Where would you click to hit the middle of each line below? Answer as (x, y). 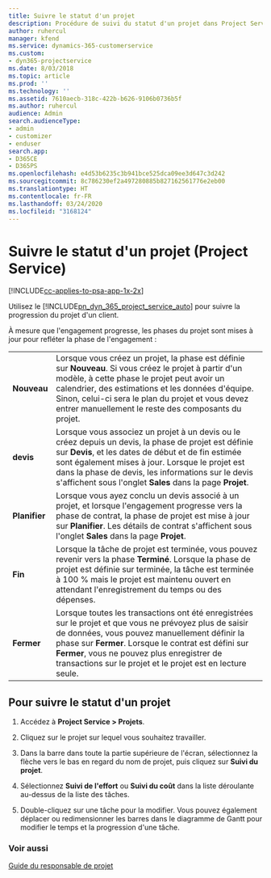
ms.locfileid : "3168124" (50, 211)
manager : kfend (34, 38)
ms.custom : (27, 53)
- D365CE (23, 158)
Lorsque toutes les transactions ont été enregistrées (155, 613)
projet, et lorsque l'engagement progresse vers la (149, 506)
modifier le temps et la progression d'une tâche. (100, 827)
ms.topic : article (39, 76)
